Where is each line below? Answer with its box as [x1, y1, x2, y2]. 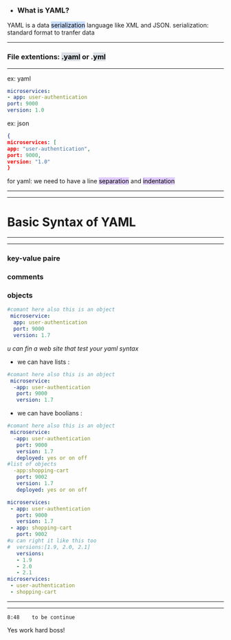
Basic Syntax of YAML [7, 214, 136, 229]
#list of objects [7, 461, 57, 468]
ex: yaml [7, 74, 31, 83]
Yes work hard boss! [7, 626, 65, 634]
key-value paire [7, 254, 60, 263]
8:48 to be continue [7, 614, 76, 621]
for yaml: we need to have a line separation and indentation [7, 177, 175, 185]
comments [7, 272, 44, 282]
